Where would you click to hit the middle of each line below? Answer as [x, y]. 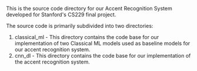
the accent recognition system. [52, 62]
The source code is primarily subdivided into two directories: [80, 26]
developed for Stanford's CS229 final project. [61, 15]
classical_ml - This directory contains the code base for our [87, 37]
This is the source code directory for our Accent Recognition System [89, 8]
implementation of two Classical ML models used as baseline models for [102, 43]
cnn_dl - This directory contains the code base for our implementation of [103, 56]
